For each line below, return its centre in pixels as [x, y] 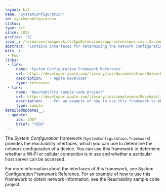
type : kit [15, 28]
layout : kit [17, 10]
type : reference [33, 83]
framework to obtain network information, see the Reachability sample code [82, 179]
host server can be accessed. [35, 159]
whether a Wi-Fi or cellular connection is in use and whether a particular [79, 154]
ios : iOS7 [26, 119]
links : [12, 60]
